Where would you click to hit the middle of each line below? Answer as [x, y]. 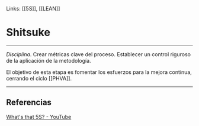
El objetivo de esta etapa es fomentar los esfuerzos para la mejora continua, [99, 72]
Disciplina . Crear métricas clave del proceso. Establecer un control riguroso [99, 54]
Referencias [29, 103]
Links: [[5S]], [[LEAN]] [33, 9]
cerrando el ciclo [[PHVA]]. [39, 78]
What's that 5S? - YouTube [39, 117]
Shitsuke [28, 33]
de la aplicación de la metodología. [49, 60]
